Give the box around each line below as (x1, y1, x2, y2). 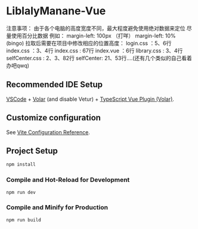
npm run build (6, 216, 42, 223)
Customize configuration (6, 113, 101, 123)
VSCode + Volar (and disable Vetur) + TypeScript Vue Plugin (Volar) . (6, 95, 175, 103)
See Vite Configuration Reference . (6, 128, 91, 135)
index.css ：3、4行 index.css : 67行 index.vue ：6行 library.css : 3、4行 (6, 47, 183, 54)
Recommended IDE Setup (6, 79, 103, 90)
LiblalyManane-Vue (6, 4, 106, 18)
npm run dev (6, 189, 36, 195)
